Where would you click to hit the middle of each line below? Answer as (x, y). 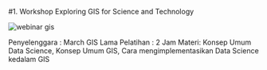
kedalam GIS (29, 59)
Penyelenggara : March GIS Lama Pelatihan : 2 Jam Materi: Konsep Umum (130, 42)
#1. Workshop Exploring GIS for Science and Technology (101, 12)
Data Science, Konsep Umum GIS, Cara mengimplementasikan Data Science (133, 51)
